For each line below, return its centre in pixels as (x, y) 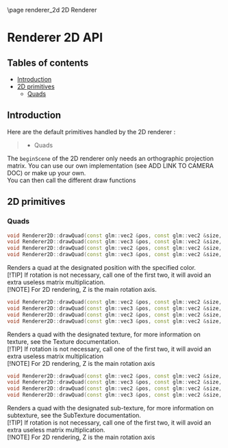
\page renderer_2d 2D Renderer (52, 10)
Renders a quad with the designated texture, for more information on (104, 334)
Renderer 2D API (55, 38)
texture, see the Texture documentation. (64, 341)
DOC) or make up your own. (47, 173)
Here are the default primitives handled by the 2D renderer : (91, 132)
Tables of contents (48, 63)
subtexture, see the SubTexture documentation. (74, 415)
